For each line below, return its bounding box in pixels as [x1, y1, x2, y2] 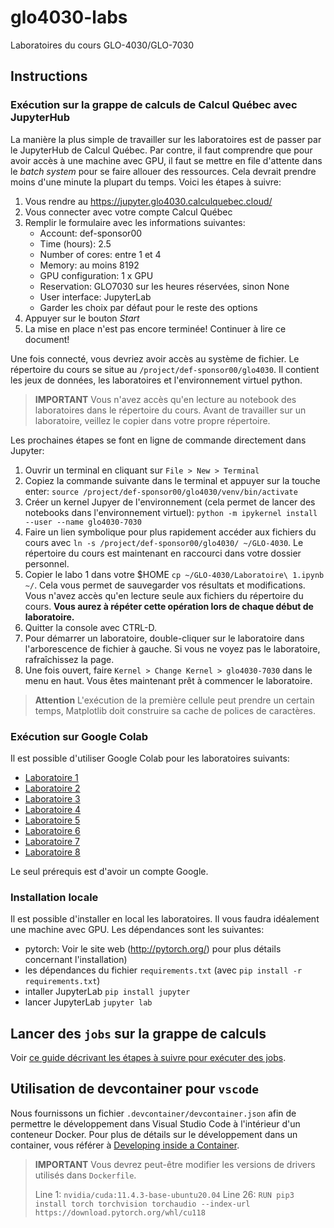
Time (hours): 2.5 [39, 237, 112, 250]
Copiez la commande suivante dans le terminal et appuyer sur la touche [24, 474, 321, 486]
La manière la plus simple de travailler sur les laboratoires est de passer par [10, 133, 322, 145]
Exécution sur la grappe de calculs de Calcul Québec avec [10, 98, 298, 112]
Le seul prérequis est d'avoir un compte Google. [10, 865, 209, 877]
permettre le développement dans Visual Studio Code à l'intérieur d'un [10, 1117, 301, 1130]
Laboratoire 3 [24, 792, 81, 805]
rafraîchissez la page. [24, 653, 115, 665]
